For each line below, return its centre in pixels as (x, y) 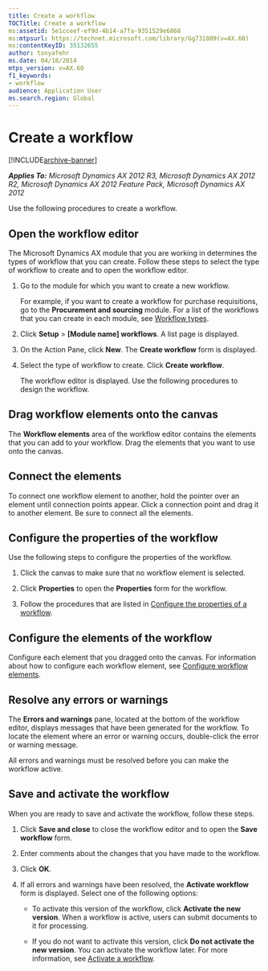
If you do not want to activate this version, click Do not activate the (143, 941)
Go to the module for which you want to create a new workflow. (125, 286)
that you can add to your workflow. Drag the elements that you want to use (132, 442)
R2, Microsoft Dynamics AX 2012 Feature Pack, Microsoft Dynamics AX (127, 184)
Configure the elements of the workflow (110, 638)
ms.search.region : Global (51, 98)
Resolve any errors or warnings (88, 699)
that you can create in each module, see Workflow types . (114, 318)
